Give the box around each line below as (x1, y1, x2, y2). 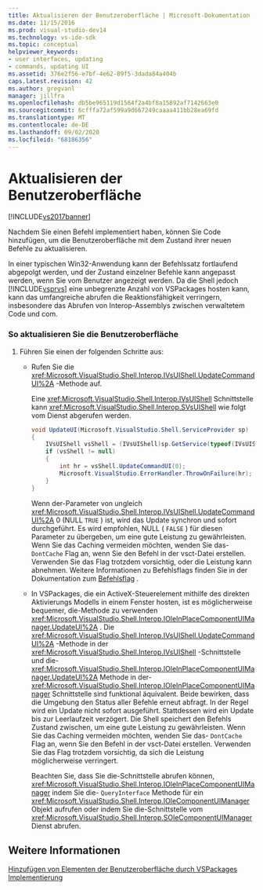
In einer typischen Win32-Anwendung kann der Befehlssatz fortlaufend (8, 259, 239, 269)
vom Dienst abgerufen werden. (31, 410, 131, 420)
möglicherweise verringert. (31, 756, 119, 765)
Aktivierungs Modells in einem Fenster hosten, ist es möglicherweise (31, 597, 253, 606)
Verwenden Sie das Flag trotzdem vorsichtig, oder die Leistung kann (31, 557, 252, 566)
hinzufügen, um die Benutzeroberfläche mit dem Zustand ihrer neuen (8, 236, 232, 245)
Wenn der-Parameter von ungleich (31, 498, 142, 507)
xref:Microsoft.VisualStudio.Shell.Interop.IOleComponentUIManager (31, 796, 250, 805)
